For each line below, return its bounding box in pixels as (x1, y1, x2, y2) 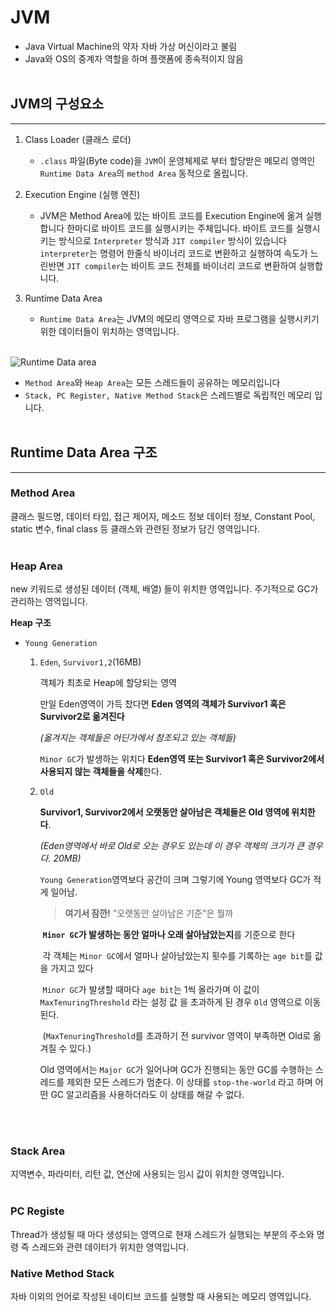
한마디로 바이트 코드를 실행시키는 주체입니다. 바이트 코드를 (66, 222, 294, 234)
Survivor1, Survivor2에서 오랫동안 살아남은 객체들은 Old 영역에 (39, 806, 290, 818)
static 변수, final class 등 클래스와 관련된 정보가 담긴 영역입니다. (10, 522, 261, 535)
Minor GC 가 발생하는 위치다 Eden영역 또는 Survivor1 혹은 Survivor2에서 (39, 753, 325, 765)
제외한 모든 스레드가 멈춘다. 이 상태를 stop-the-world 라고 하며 (66, 1076, 313, 1088)
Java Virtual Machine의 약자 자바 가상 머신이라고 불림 (24, 40, 238, 52)
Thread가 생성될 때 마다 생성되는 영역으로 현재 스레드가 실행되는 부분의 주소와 (10, 1228, 315, 1240)
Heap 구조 (10, 617, 52, 629)
